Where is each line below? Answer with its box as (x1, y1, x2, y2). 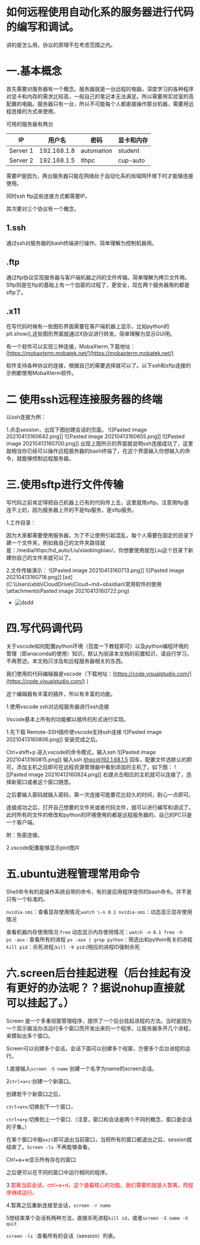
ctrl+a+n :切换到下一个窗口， (6, 1103, 76, 1110)
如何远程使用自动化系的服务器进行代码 (6, 5, 195, 19)
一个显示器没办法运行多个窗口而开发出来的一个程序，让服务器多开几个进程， (6, 1025, 194, 1032)
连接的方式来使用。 (11, 107, 58, 115)
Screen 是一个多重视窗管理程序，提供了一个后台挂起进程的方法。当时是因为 (6, 1017, 192, 1024)
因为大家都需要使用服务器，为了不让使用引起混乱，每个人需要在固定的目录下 (6, 532, 194, 539)
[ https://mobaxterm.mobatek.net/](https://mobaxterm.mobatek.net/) (6, 350, 174, 357)
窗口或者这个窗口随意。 (16, 779, 74, 786)
